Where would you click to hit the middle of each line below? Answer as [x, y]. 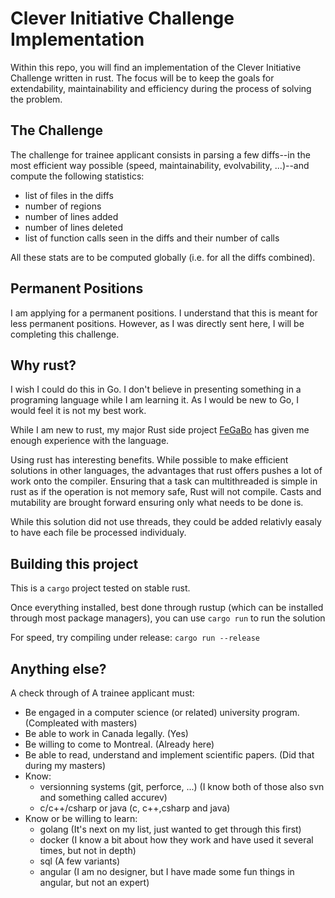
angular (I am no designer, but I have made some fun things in [167, 871]
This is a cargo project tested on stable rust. [100, 588]
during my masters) [65, 765]
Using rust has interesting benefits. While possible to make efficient [149, 460]
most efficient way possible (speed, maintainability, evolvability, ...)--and [160, 165]
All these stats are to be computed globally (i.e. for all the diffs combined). [163, 257]
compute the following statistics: [77, 176]
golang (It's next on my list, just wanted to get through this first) [170, 829]
